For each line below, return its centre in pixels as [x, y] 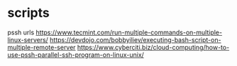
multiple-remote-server [42, 47]
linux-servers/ [28, 39]
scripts [28, 13]
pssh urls [21, 32]
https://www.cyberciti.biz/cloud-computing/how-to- [153, 47]
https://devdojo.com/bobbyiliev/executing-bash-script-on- [135, 39]
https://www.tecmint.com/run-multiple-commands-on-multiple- [129, 32]
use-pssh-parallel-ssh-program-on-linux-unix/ [76, 55]
